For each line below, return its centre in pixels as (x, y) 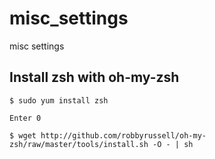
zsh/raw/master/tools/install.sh (79, 144)
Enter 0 (25, 118)
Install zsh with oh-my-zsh (94, 77)
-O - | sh (173, 144)
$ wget (23, 135)
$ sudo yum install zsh (59, 100)
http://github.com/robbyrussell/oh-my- (123, 135)
